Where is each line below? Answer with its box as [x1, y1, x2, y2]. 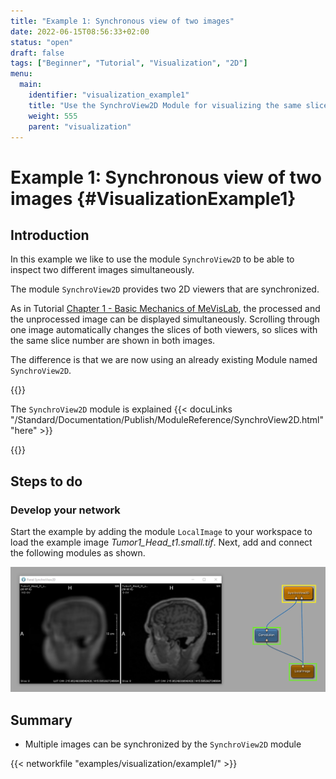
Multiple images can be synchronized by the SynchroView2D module [24, 738, 302, 750]
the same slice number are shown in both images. [10, 335, 216, 347]
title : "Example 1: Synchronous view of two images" [10, 16, 235, 26]
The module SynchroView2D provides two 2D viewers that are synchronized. [10, 283, 320, 295]
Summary [10, 711, 73, 729]
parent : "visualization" [28, 121, 132, 132]
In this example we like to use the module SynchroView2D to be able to [10, 253, 295, 265]
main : [19, 80, 43, 90]
